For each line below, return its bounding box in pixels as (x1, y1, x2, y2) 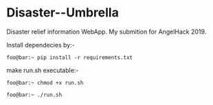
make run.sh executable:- (6, 66, 79, 74)
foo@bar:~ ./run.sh (6, 91, 63, 98)
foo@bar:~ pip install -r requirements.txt (6, 54, 133, 61)
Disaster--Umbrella (6, 5, 120, 21)
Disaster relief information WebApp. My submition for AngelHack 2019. (6, 27, 207, 36)
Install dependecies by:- (6, 40, 75, 49)
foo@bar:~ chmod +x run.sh (6, 79, 84, 86)
